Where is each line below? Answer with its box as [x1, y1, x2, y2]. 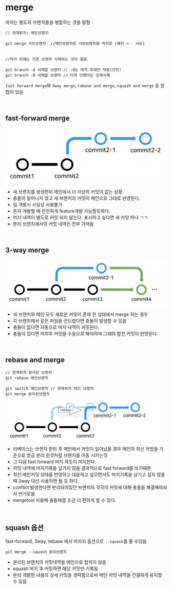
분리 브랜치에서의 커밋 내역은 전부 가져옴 [12, 221, 94, 227]
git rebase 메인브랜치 [5, 375, 49, 381]
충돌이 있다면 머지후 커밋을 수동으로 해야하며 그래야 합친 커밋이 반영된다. [12, 330, 158, 336]
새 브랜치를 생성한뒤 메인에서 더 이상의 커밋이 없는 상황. [12, 189, 124, 195]
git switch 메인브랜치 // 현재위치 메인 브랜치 [5, 386, 94, 391]
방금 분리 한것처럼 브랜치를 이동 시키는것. [26, 452, 109, 458]
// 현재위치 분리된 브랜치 [5, 370, 52, 375]
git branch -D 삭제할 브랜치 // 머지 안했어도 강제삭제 [5, 72, 110, 78]
